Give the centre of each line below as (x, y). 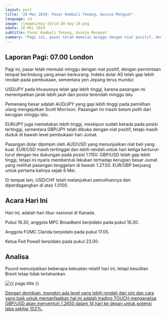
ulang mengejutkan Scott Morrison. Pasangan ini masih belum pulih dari (78, 109)
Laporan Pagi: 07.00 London (49, 57)
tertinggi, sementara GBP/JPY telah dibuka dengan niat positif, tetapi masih (82, 129)
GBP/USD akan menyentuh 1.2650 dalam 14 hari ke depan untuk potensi (79, 304)
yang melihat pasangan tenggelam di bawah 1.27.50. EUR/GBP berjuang (78, 165)
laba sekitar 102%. (24, 309)
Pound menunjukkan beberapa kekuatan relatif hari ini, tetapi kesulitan (77, 269)
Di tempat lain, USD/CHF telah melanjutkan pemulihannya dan (68, 180)
